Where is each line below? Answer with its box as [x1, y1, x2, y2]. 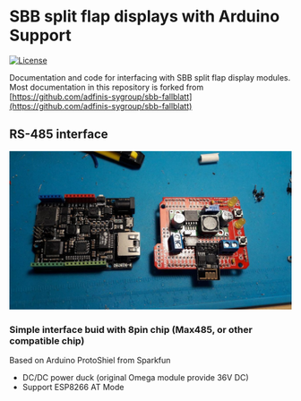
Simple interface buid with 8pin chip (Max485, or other [9, 323, 253, 336]
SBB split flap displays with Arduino [9, 6, 280, 27]
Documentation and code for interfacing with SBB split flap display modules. [9, 72, 291, 82]
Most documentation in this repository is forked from [9, 81, 204, 92]
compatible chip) [9, 334, 85, 346]
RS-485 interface [9, 127, 108, 142]
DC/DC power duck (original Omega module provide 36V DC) [21, 372, 249, 383]
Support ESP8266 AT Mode [21, 382, 125, 393]
